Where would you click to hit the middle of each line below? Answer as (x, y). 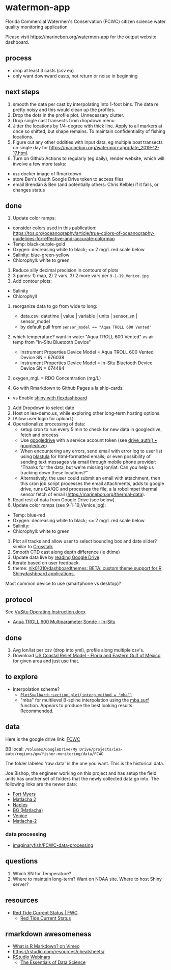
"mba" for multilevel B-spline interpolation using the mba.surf (84, 700)
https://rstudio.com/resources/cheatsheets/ (59, 952)
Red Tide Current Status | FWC (45, 912)
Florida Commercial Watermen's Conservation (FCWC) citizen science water (85, 21)
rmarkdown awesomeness (48, 934)
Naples (20, 804)
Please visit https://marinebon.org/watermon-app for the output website (81, 37)
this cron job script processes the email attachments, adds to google (92, 483)
